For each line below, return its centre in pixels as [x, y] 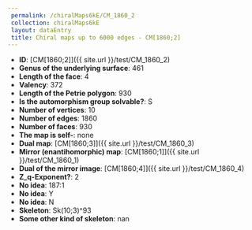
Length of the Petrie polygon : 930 [75, 93]
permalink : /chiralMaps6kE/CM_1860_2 [73, 15]
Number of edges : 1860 [58, 118]
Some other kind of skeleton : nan [74, 219]
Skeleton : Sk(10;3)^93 [55, 210]
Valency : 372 [41, 85]
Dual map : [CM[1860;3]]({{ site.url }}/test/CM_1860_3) [107, 143]
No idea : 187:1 [41, 185]
